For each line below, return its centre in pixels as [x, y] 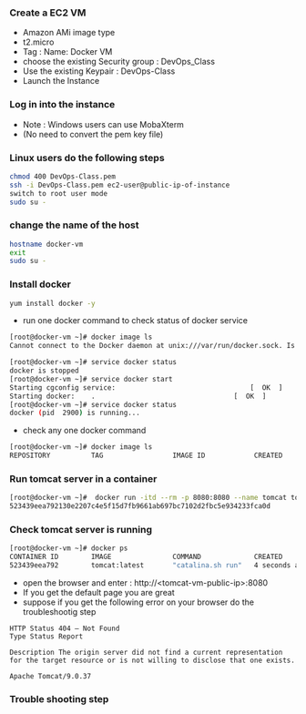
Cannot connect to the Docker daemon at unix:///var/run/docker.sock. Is [153, 346]
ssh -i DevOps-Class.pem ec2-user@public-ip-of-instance [120, 185]
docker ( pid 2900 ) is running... [75, 413]
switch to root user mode [58, 193]
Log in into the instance [62, 105]
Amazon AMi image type [69, 33]
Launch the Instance [61, 81]
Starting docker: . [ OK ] [138, 396]
